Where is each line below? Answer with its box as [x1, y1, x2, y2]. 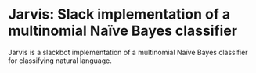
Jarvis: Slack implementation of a [8, 5, 231, 23]
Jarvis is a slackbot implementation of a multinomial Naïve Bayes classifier [8, 47, 248, 57]
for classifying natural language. [8, 56, 112, 65]
